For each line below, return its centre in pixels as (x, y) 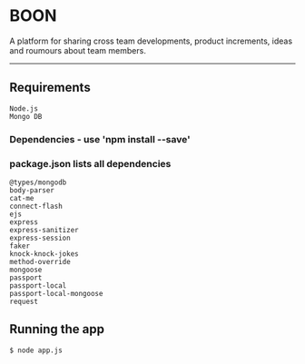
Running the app (57, 329)
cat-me (22, 198)
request (24, 301)
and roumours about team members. (78, 50)
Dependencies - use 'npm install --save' (100, 139)
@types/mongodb (38, 182)
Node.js (24, 108)
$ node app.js (36, 350)
